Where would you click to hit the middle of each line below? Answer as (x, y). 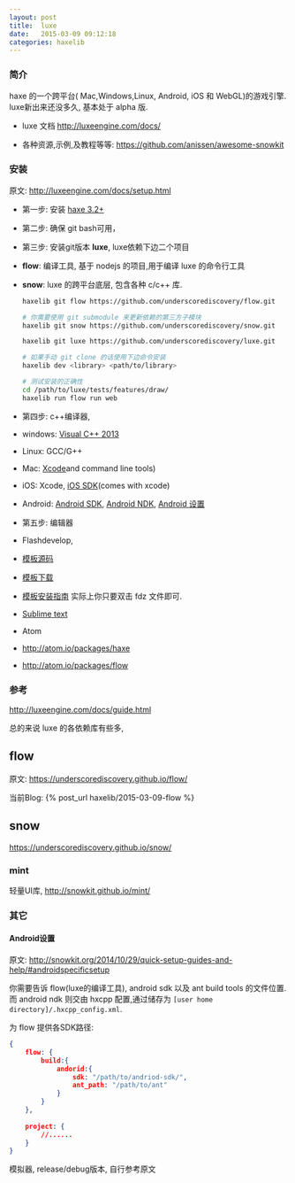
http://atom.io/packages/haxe (76, 648)
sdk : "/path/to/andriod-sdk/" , (130, 1077)
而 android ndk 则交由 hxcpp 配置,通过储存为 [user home (111, 999)
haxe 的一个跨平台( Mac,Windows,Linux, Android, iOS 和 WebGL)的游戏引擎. (148, 96)
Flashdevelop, (47, 540)
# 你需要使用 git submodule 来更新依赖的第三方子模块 (111, 317)
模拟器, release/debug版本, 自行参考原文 (83, 1169)
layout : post (33, 17)
